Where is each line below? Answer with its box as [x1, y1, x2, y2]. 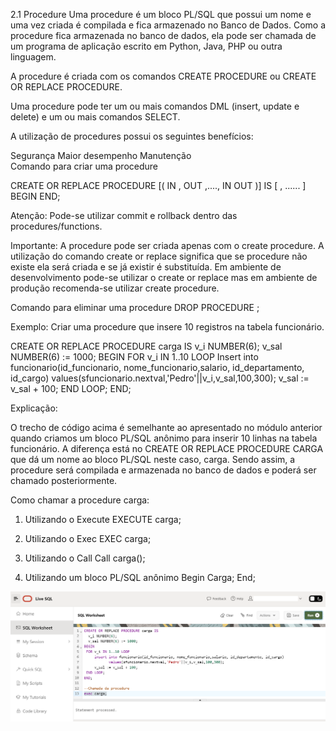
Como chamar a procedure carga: [10, 494, 150, 506]
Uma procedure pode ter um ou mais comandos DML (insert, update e [10, 100, 300, 112]
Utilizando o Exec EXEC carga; [24, 533, 152, 544]
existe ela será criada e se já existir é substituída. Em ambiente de [10, 261, 282, 273]
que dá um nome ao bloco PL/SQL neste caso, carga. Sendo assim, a [10, 454, 296, 465]
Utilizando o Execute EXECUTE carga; [24, 514, 182, 525]
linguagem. [10, 51, 57, 63]
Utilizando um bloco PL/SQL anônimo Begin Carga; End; [24, 572, 256, 583]
